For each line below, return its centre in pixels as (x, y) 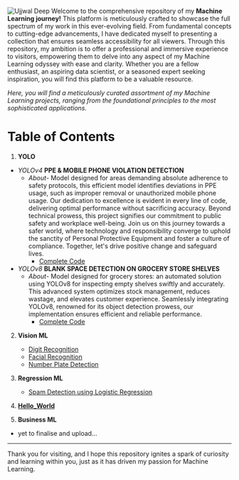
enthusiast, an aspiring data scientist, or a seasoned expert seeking (106, 72)
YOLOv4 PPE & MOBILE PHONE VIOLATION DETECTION (101, 170)
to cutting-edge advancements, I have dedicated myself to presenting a (112, 33)
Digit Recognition (53, 349)
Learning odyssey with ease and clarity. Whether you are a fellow (103, 64)
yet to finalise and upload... (57, 433)
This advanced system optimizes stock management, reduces (119, 291)
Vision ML (33, 335)
